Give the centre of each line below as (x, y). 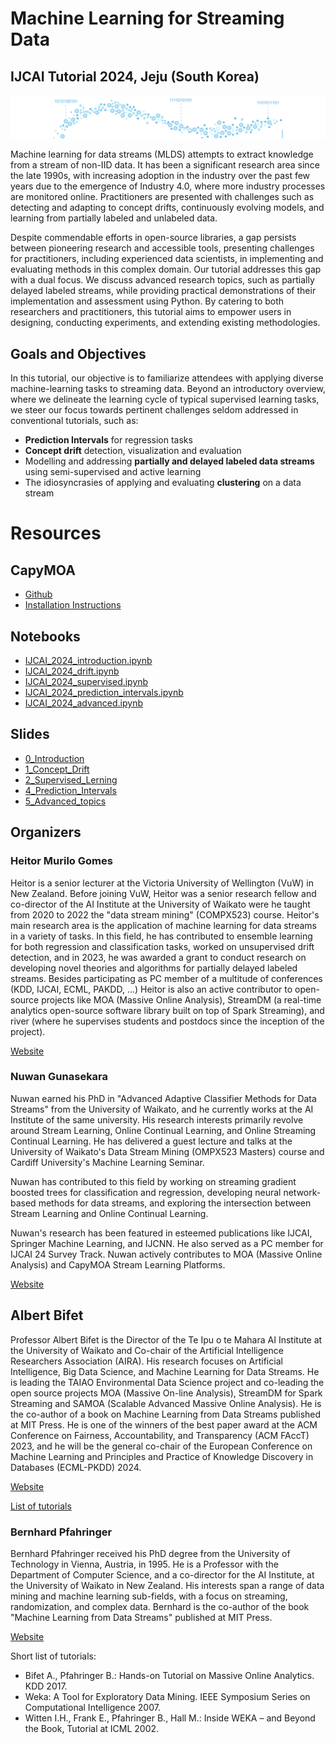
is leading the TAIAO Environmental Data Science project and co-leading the (167, 1382)
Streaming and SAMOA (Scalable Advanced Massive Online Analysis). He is (166, 1403)
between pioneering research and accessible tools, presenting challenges (162, 248)
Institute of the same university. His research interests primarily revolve (157, 1119)
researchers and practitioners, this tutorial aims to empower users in (151, 312)
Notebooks (45, 636)
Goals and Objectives (78, 353)
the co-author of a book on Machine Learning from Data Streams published (166, 1414)
